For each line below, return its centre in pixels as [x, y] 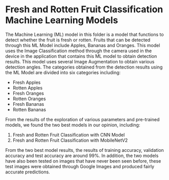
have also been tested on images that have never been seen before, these [83, 161]
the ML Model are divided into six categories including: [63, 72]
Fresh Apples [27, 82]
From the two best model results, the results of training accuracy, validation [85, 150]
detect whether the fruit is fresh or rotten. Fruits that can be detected [78, 40]
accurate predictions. [28, 172]
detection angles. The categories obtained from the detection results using [84, 67]
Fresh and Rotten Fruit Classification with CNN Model [69, 134]
